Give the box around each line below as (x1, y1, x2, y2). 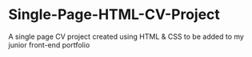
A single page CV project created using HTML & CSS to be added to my (8, 32, 244, 41)
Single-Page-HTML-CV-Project (8, 6, 220, 24)
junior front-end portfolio (8, 40, 90, 49)
